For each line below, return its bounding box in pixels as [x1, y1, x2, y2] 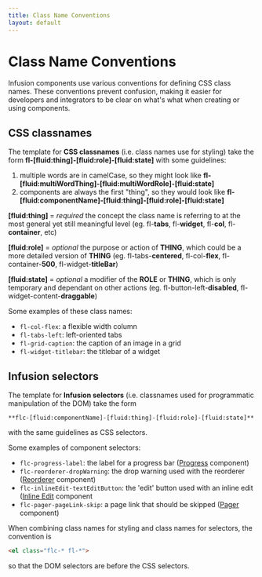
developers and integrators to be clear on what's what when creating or [8, 95, 240, 104]
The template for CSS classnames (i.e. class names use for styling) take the [8, 147, 255, 157]
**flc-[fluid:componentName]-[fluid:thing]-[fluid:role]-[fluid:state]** [8, 414, 255, 422]
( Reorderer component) [19, 475, 96, 484]
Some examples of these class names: [8, 307, 133, 316]
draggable [60, 291, 96, 301]
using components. [8, 104, 71, 113]
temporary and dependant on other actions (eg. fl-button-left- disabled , [8, 283, 239, 293]
